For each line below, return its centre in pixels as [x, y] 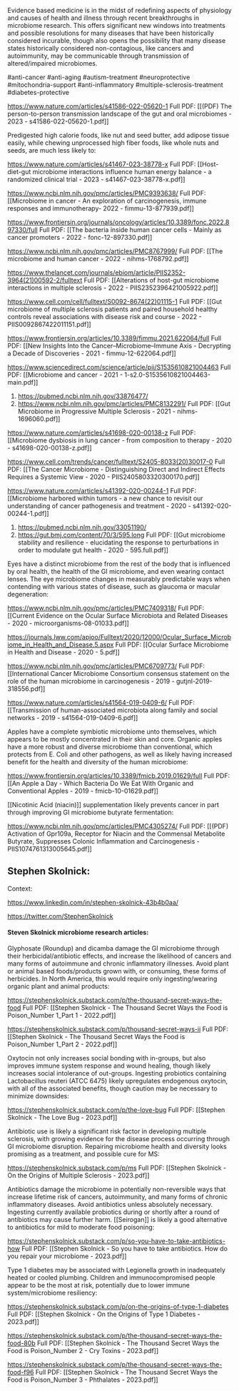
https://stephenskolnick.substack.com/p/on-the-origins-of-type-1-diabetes [118, 1307]
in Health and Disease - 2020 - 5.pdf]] [63, 652]
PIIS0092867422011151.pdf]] [49, 324]
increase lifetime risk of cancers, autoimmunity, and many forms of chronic [118, 1197]
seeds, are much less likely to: [52, 150]
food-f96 [21, 1372]
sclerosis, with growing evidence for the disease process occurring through [119, 1139]
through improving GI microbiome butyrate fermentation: [91, 812]
